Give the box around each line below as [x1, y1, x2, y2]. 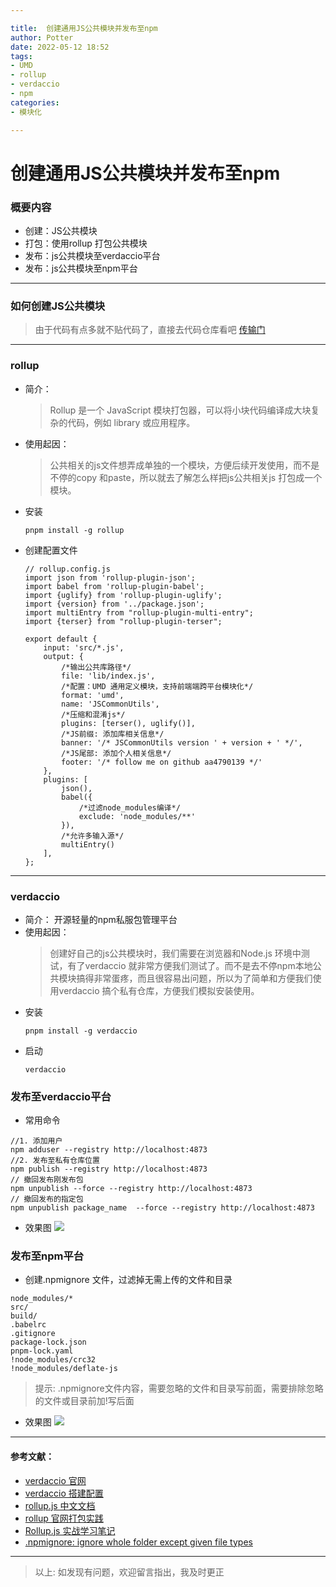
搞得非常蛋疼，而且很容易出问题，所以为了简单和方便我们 [76, 972, 313, 984]
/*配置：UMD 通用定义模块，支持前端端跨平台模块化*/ [61, 681, 254, 691]
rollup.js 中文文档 [24, 1499, 96, 1511]
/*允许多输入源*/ [61, 831, 125, 841]
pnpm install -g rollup [24, 525, 125, 535]
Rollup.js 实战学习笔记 [24, 1524, 116, 1536]
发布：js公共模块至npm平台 [24, 262, 138, 274]
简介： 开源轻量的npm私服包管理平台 [24, 913, 178, 925]
